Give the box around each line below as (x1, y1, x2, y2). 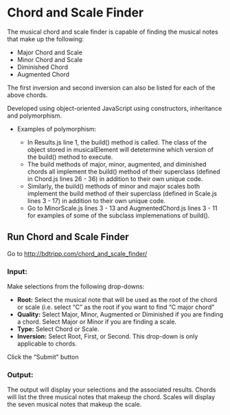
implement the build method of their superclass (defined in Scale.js (27, 189, 218, 198)
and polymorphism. (7, 111, 62, 120)
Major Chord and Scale (16, 48, 82, 56)
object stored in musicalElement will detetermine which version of (27, 145, 214, 153)
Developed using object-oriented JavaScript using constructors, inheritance (7, 104, 222, 112)
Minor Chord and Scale (16, 55, 83, 63)
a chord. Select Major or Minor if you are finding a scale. (16, 318, 177, 326)
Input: (7, 266, 27, 276)
